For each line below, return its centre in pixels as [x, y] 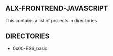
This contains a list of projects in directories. [52, 20]
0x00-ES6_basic [30, 48]
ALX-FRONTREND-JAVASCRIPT [57, 8]
